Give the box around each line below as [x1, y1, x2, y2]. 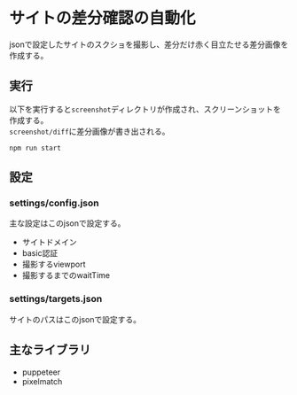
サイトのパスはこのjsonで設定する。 [9, 314, 142, 324]
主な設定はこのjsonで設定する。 [9, 218, 126, 228]
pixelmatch [21, 376, 63, 386]
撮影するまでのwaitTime [21, 270, 111, 281]
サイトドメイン [21, 236, 77, 248]
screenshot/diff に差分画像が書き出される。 [9, 126, 170, 136]
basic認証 [21, 248, 59, 259]
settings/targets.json [9, 293, 103, 306]
